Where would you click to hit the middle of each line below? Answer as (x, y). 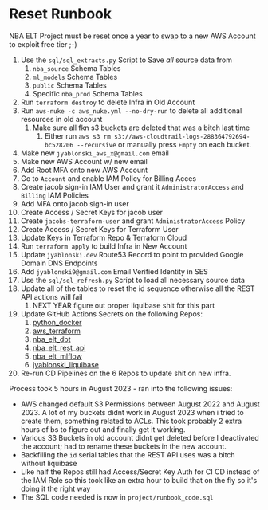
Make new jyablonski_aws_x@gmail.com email (95, 153)
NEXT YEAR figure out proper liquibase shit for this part (124, 305)
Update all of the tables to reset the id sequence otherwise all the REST (138, 288)
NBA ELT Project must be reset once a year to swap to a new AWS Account (132, 36)
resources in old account (61, 119)
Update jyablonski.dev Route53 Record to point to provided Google (132, 254)
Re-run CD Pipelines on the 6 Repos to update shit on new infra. (126, 373)
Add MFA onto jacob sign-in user (75, 203)
